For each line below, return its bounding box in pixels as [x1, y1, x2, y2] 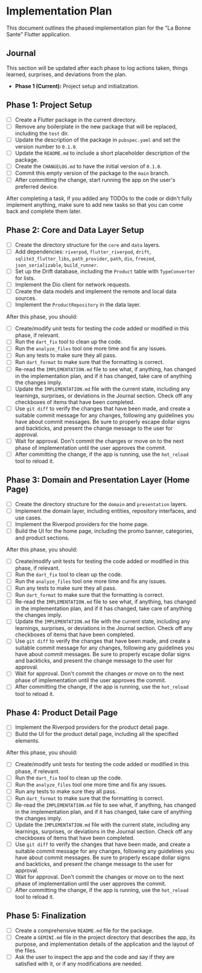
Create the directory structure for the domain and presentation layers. [14, 500, 188, 507]
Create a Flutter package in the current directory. [14, 116, 137, 123]
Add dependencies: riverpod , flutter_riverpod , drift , [14, 248, 151, 255]
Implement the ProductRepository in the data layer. [14, 301, 141, 308]
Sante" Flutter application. [6, 30, 71, 37]
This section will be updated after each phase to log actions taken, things [6, 64, 188, 71]
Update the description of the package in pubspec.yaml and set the [14, 136, 181, 143]
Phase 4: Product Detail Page [6, 708, 118, 718]
